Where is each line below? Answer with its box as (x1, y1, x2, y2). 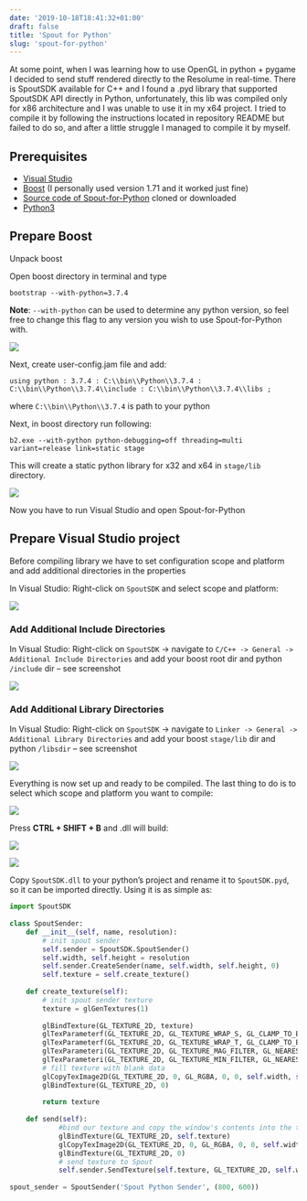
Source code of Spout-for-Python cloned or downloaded (22, 193, 237, 204)
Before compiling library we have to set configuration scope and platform (9, 555, 285, 566)
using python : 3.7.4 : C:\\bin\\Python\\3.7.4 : (9, 376, 203, 385)
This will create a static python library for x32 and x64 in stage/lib (9, 459, 261, 471)
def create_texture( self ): (26, 987, 129, 997)
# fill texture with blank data (42, 1063, 166, 1073)
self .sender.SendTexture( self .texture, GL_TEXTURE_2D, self (58, 1165, 292, 1175)
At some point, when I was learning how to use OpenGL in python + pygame (9, 64, 296, 75)
